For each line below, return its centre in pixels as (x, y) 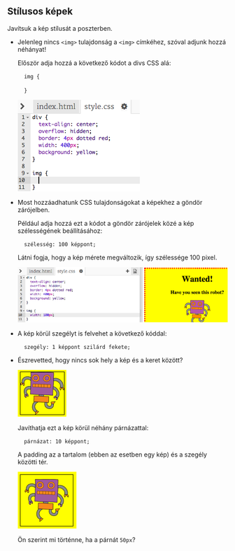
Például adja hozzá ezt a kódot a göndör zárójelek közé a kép (106, 223)
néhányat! (32, 49)
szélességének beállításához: (60, 231)
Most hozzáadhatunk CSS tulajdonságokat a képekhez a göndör (110, 202)
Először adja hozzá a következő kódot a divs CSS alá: (94, 63)
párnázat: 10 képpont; (57, 441)
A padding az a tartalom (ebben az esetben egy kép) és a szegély (112, 455)
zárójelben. (34, 210)
